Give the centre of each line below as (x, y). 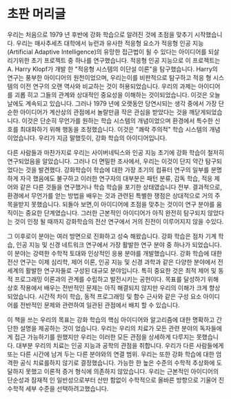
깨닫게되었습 (205, 112)
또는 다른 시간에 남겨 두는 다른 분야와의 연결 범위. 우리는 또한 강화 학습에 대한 (111, 354)
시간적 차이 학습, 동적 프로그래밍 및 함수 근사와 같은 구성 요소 (120, 296)
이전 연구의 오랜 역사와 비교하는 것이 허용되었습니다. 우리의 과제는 (108, 86)
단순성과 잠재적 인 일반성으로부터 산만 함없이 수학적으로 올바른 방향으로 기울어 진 (116, 380)
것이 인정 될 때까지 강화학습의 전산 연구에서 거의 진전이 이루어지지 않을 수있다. (119, 221)
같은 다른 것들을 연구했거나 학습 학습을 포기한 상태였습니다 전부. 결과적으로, (121, 187)
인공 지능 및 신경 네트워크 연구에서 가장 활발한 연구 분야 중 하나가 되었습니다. (119, 245)
